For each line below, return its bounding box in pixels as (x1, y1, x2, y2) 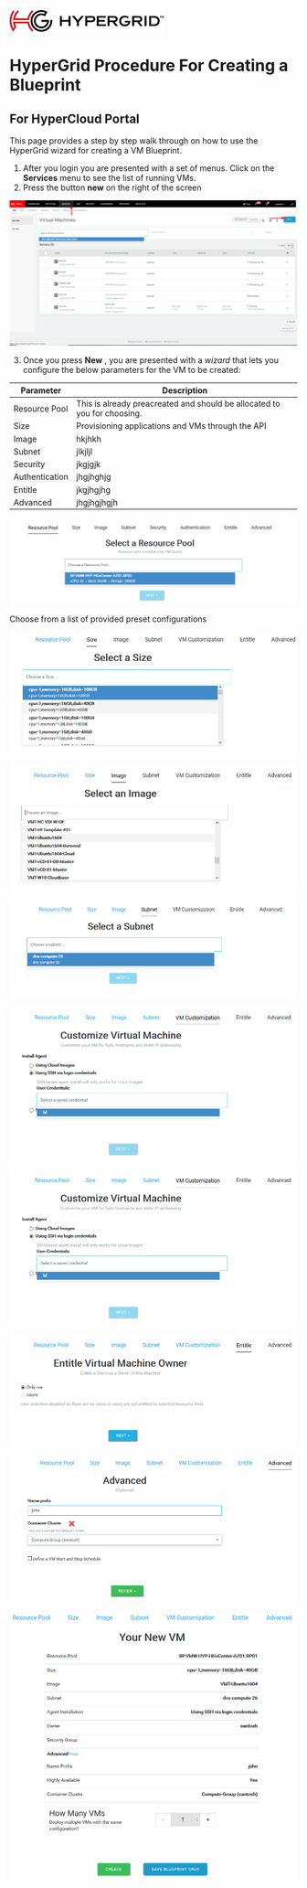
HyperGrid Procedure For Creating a (9, 56, 289, 76)
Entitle (13, 484, 37, 495)
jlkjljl (76, 445, 93, 457)
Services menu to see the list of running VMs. (22, 173, 196, 183)
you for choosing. (76, 408, 143, 419)
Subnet (13, 445, 41, 457)
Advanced (13, 496, 52, 507)
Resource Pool (13, 403, 69, 414)
